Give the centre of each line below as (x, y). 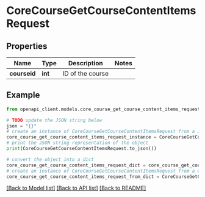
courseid (23, 73)
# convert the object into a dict (50, 159)
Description (85, 63)
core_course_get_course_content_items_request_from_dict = (83, 177)
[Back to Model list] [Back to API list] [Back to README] (76, 188)
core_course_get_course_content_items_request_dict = (76, 165)
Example (23, 95)
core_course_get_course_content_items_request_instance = (81, 137)
